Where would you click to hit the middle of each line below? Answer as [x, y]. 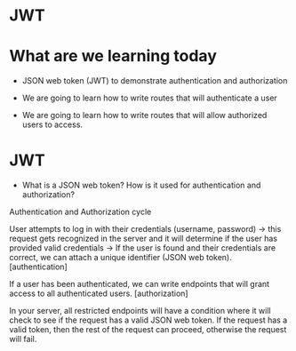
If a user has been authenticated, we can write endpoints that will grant [139, 284]
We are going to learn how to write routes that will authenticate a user [149, 98]
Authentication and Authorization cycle [80, 212]
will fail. [23, 339]
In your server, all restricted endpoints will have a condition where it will [140, 311]
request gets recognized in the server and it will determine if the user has [144, 239]
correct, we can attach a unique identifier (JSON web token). [121, 258]
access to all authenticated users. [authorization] [99, 293]
